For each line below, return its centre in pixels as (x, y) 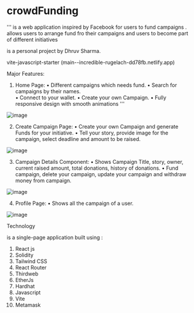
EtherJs (24, 280)
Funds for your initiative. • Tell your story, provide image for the (92, 133)
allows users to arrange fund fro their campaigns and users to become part (98, 33)
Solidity (24, 255)
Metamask (28, 305)
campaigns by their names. (48, 91)
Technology (21, 226)
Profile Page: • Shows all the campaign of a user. (74, 203)
